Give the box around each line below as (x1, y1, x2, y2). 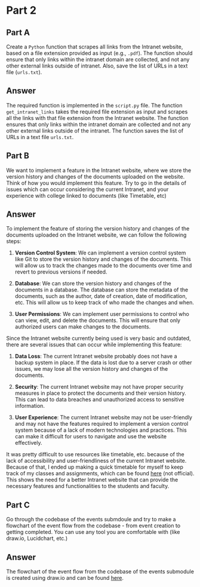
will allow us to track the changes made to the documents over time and (14, 262, 192, 269)
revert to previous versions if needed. (14, 268, 107, 275)
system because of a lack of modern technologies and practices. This (14, 426, 187, 434)
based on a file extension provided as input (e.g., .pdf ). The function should (6, 50, 193, 57)
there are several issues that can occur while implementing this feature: (6, 341, 182, 348)
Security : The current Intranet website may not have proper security (14, 383, 184, 391)
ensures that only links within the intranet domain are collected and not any (6, 121, 191, 128)
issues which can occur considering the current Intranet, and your (6, 186, 169, 193)
